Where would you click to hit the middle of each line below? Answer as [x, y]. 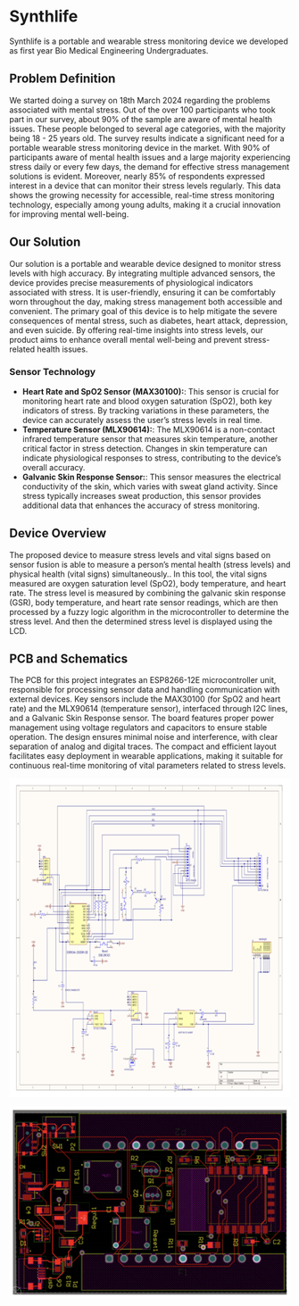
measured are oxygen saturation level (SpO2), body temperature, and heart [148, 583]
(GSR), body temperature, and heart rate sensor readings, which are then [144, 602]
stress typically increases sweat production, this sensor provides [141, 495]
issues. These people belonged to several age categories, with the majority [147, 129]
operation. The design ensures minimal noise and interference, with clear [144, 737]
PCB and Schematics [69, 659]
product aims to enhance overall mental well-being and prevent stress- [140, 339]
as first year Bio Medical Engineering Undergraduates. [109, 50]
